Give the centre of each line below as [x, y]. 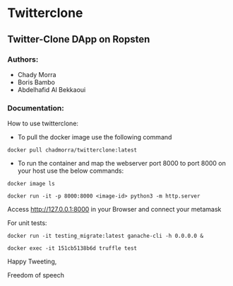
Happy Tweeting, [32, 262]
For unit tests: [27, 223]
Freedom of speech [36, 275]
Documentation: [36, 108]
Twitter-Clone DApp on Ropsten [79, 39]
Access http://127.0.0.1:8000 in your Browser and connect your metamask [114, 210]
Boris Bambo [36, 82]
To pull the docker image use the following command [95, 137]
